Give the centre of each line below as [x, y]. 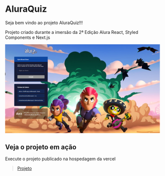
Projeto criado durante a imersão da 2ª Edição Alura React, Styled [72, 32]
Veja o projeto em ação [41, 147]
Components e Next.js [28, 37]
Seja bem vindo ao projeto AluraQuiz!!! [44, 23]
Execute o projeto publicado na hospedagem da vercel [60, 159]
